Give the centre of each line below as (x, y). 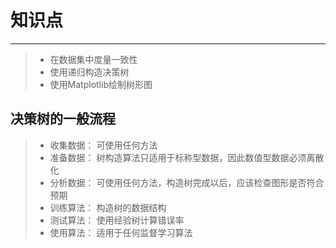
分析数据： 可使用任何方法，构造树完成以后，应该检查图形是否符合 (187, 182)
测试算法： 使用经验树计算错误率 (117, 220)
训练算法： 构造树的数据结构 (108, 207)
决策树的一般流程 (63, 119)
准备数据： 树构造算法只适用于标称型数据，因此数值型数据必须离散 (187, 157)
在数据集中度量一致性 (93, 59)
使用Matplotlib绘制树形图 (101, 84)
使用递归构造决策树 (89, 72)
